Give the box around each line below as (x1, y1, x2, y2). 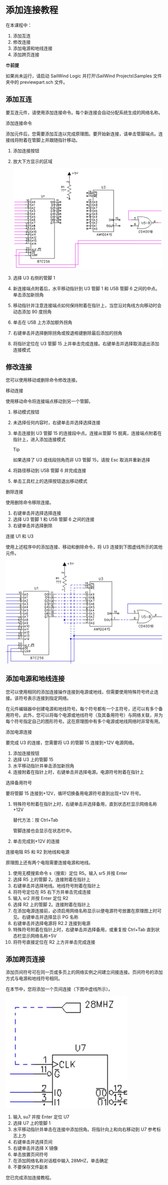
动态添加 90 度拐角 (12, 309, 52, 315)
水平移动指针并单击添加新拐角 (12, 763, 74, 769)
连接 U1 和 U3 (5, 533, 34, 539)
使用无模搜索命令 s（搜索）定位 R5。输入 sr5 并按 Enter (12, 870, 128, 876)
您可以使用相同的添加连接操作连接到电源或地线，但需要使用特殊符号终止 (5, 688, 154, 694)
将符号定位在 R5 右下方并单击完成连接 (12, 889, 91, 895)
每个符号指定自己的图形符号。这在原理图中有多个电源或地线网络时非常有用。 (5, 718, 163, 724)
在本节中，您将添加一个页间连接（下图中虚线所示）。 (5, 986, 113, 992)
